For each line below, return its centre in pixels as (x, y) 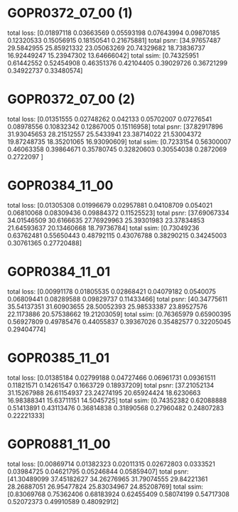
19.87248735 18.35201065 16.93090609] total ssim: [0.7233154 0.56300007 (119, 142)
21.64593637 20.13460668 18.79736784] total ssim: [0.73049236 (103, 228)
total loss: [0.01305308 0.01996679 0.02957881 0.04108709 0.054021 (110, 205)
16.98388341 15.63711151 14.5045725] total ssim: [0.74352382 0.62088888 (117, 400)
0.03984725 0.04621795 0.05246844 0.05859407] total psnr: (98, 471)
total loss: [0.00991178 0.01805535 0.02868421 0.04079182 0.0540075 (112, 291)
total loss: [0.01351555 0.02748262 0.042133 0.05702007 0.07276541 (109, 119)
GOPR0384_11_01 (59, 272)
